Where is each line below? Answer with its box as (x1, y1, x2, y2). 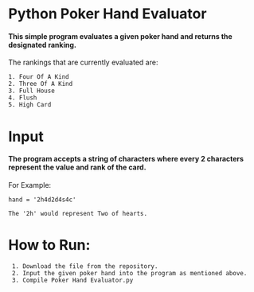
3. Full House (8, 87, 56, 95)
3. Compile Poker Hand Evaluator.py (11, 276, 134, 284)
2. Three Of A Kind (8, 80, 73, 88)
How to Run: (8, 236, 91, 254)
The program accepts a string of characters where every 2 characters (8, 154, 244, 164)
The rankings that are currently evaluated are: (8, 57, 158, 68)
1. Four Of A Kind (8, 73, 69, 81)
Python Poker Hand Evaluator (8, 5, 207, 23)
